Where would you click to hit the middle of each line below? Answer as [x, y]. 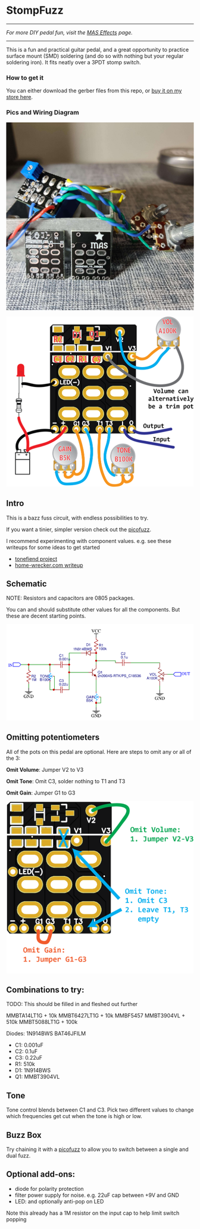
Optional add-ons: [41, 1174]
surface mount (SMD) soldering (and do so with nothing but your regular [95, 56]
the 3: [13, 758]
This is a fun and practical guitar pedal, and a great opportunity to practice [98, 49]
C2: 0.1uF [26, 1051]
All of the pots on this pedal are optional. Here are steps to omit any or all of [99, 752]
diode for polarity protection [49, 1188]
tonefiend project [36, 558]
